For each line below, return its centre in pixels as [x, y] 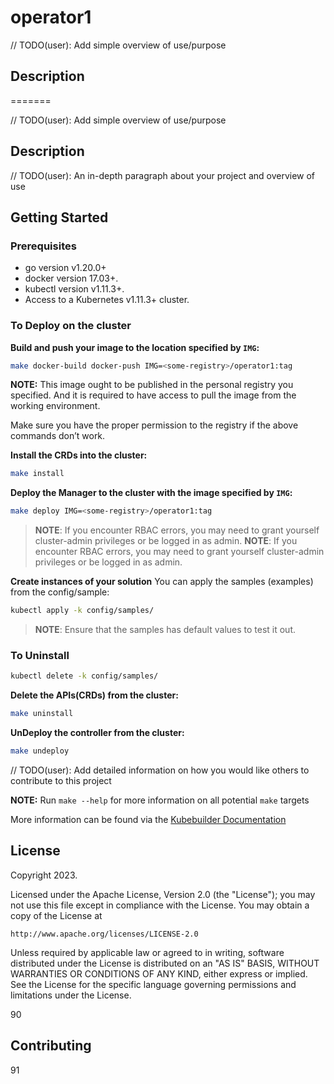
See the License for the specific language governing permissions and [153, 984]
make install [37, 474]
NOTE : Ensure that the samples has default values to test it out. [165, 630]
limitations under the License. [71, 995]
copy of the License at [56, 915]
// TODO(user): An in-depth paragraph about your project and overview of [163, 175]
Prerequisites [43, 246]
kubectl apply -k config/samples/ [82, 611]
